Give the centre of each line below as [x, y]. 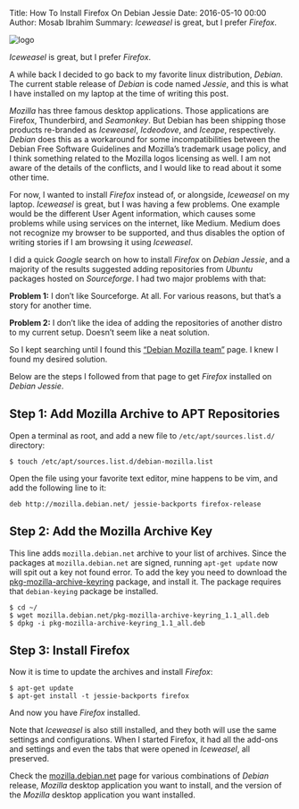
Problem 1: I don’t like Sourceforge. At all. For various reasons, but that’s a [145, 296]
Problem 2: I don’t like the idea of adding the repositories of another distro [146, 323]
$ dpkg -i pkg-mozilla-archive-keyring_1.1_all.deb [107, 623]
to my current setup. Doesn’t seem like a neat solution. [109, 332]
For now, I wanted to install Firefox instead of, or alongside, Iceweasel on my [149, 195]
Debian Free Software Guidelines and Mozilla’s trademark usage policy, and [148, 149]
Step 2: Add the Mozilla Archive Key [111, 532]
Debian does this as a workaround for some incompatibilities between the [145, 139]
